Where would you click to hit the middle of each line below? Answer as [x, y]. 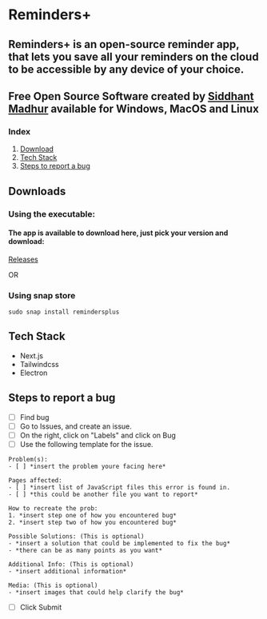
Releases [23, 259]
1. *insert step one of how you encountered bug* [93, 515]
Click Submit [41, 607]
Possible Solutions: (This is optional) [77, 536]
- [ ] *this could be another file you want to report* [103, 494]
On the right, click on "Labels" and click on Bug [98, 435]
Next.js [32, 355]
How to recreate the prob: [53, 508]
